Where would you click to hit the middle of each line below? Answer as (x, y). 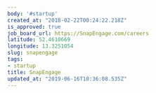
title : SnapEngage (34, 72)
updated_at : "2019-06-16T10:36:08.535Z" (67, 79)
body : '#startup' (33, 14)
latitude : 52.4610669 (39, 40)
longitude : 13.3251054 (40, 46)
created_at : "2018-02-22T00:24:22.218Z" (67, 20)
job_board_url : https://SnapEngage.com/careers (78, 33)
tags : (15, 59)
